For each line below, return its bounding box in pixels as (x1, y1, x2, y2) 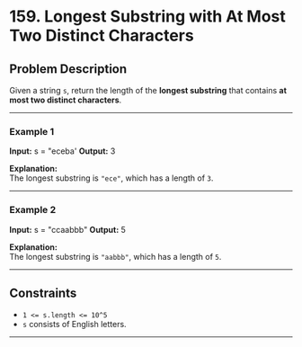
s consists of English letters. (22, 319, 128, 330)
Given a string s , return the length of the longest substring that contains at (9, 85, 288, 95)
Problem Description (9, 61, 128, 76)
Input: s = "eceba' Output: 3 (9, 146, 116, 156)
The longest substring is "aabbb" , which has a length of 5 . (9, 251, 222, 262)
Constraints (9, 285, 77, 300)
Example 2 (9, 204, 57, 217)
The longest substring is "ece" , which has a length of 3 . (9, 173, 214, 183)
